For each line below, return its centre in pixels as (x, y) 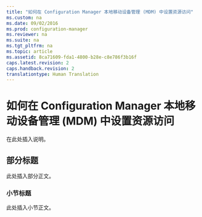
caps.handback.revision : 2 (40, 68)
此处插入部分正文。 (30, 176)
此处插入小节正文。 (30, 208)
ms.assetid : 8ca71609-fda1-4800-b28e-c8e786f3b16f (72, 57)
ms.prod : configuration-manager (47, 29)
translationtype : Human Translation (52, 74)
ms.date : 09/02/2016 (32, 23)
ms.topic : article (29, 52)
